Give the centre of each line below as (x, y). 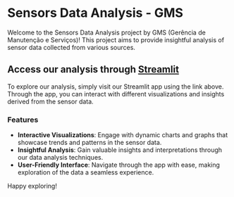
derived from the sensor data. (50, 101)
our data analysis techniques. (60, 158)
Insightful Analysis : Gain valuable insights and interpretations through (120, 150)
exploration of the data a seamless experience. (86, 172)
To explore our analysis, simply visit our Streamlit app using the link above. (116, 87)
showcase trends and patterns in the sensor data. (90, 143)
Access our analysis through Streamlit (93, 69)
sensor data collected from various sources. (72, 47)
